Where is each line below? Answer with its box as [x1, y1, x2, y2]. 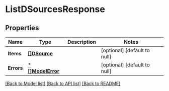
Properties [5, 24, 39, 32]
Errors [8, 64, 23, 71]
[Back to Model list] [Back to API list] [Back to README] [5, 80, 121, 86]
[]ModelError [27, 68, 59, 74]
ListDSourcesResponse [5, 4, 106, 15]
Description [67, 39, 97, 45]
